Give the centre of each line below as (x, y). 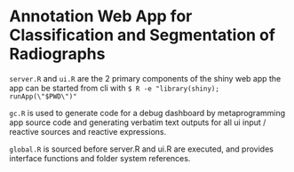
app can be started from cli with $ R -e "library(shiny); (115, 88)
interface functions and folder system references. (100, 158)
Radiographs (57, 54)
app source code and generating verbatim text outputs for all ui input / (138, 122)
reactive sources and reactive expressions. (88, 131)
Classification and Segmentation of (142, 35)
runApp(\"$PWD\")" (43, 96)
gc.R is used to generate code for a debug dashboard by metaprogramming (147, 113)
